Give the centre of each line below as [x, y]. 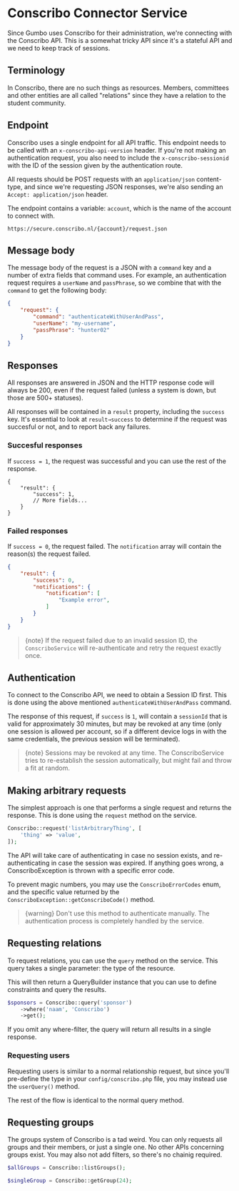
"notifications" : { [62, 587]
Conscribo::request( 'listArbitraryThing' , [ [75, 828]
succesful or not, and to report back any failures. [79, 427]
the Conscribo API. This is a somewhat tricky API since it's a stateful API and [120, 40]
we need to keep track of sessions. [59, 48]
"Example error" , [84, 600]
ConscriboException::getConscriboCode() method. [81, 899]
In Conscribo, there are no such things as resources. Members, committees [118, 88]
